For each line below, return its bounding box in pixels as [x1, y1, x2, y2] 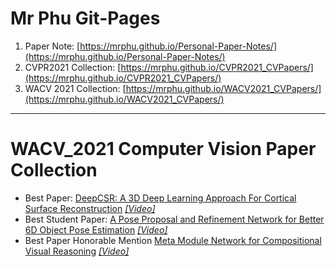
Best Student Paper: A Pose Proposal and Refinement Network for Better [24, 213, 325, 225]
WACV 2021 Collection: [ [24, 82, 127, 94]
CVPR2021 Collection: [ [24, 61, 122, 73]
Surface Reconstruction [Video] [24, 202, 156, 214]
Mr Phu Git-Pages [10, 7, 161, 30]
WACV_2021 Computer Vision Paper [10, 138, 317, 161]
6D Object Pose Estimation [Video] [24, 223, 168, 236]
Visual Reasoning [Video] [24, 245, 130, 257]
